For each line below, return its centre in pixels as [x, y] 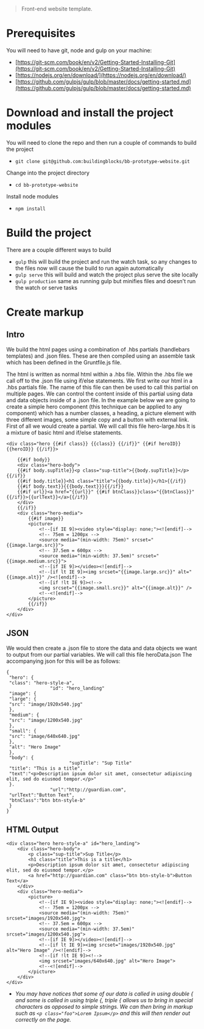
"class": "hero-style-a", [42, 683]
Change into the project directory [48, 173]
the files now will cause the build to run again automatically [89, 268]
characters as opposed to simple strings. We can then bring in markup [104, 1007]
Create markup [45, 312]
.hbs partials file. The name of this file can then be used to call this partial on [102, 387]
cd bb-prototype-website [47, 185]
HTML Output [33, 830]
